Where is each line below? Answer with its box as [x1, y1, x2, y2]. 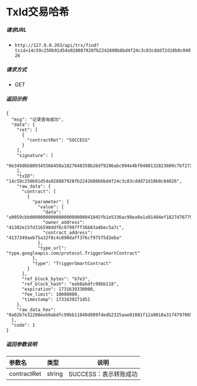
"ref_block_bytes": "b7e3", [21, 276, 91, 282]
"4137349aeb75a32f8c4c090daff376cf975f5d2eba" [6, 235, 122, 241]
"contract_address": [43, 230, 93, 236]
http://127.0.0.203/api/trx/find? [14, 42, 99, 49]
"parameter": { [32, 199, 69, 205]
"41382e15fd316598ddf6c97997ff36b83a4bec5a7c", [6, 224, 125, 231]
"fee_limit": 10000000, [21, 291, 80, 297]
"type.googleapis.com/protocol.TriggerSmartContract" [6, 250, 141, 256]
